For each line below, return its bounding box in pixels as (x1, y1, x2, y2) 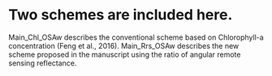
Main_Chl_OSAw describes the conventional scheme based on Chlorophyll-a (8, 32, 264, 42)
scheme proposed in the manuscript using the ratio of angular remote (8, 49, 241, 59)
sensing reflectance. (8, 58, 77, 68)
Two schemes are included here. (8, 6, 233, 24)
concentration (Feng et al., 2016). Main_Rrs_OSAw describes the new (8, 40, 240, 50)
